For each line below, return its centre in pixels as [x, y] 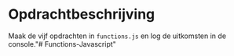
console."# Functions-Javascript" [62, 44]
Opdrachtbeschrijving [82, 14]
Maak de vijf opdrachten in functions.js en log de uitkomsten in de [117, 36]
